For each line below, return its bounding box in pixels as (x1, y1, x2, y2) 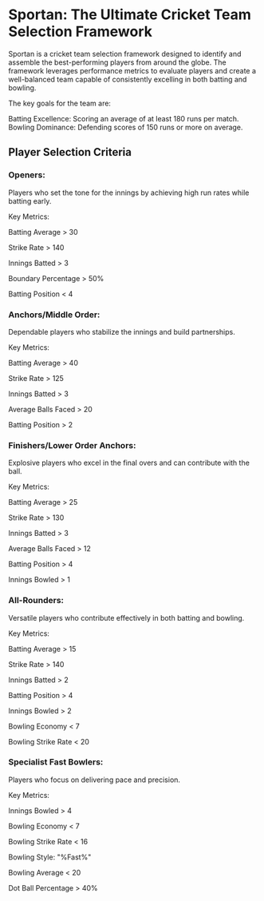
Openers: (8, 169, 45, 181)
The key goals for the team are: (8, 98, 112, 108)
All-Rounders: (8, 595, 65, 606)
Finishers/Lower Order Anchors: (8, 439, 136, 450)
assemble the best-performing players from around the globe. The (8, 58, 227, 67)
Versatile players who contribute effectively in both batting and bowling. (8, 613, 245, 622)
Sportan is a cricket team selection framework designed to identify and (8, 49, 242, 58)
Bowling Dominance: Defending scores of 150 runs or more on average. (8, 122, 243, 132)
